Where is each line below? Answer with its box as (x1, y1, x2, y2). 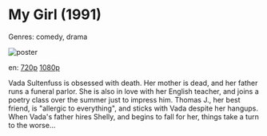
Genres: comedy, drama (8, 32, 88, 41)
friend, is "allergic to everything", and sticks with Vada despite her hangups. (8, 103, 258, 113)
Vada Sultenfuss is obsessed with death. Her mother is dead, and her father (8, 78, 258, 87)
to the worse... (8, 120, 56, 130)
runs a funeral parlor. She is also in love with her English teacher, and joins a (8, 86, 260, 96)
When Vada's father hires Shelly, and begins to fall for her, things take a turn (8, 111, 260, 121)
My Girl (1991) (8, 6, 102, 24)
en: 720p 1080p (8, 62, 60, 72)
